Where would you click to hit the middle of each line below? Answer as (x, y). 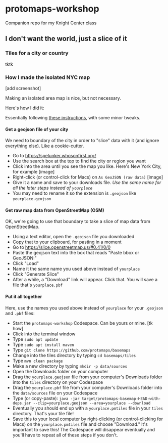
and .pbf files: (20, 313)
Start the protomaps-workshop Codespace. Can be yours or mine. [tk (82, 323)
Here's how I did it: (25, 108)
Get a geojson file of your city (37, 129)
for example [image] (34, 172)
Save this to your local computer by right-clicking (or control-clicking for (88, 419)
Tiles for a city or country (37, 53)
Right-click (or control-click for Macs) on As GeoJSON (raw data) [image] (88, 177)
